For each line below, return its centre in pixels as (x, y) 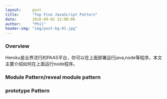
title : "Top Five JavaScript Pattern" (52, 15)
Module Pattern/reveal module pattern (53, 77)
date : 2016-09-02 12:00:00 (40, 19)
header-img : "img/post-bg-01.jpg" (41, 29)
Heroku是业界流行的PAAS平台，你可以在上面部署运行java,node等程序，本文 (84, 58)
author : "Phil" (26, 24)
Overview (17, 46)
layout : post (23, 10)
